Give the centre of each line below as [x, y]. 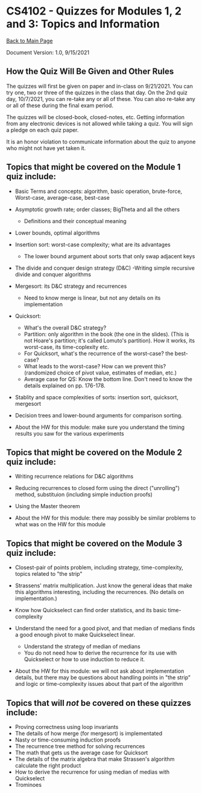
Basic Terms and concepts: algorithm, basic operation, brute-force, [99, 191]
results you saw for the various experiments [70, 433]
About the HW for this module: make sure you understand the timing [100, 427]
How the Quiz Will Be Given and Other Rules [90, 72]
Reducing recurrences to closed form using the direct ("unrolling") [97, 488]
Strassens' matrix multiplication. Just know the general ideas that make [103, 586]
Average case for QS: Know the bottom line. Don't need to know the [108, 379]
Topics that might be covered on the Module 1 [93, 167]
